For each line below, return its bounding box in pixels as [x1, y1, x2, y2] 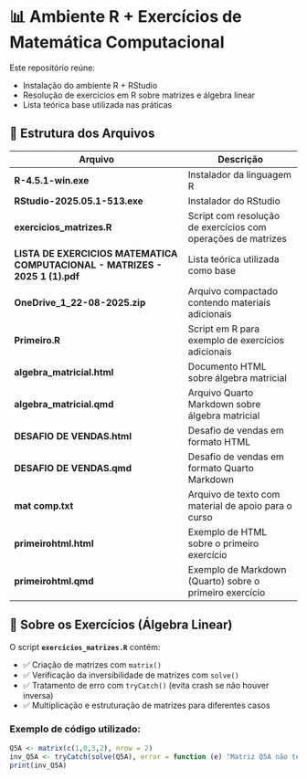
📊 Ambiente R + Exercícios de [9, 6, 242, 27]
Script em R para [187, 322, 260, 335]
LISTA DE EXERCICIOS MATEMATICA [14, 247, 178, 259]
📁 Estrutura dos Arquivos [9, 126, 155, 142]
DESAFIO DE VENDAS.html [14, 429, 132, 442]
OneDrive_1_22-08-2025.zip [14, 296, 146, 309]
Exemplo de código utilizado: [9, 722, 142, 735]
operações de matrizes [187, 232, 288, 245]
